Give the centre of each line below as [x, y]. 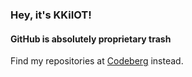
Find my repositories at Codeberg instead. [97, 61]
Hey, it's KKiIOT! [51, 15]
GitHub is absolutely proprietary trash [91, 39]
